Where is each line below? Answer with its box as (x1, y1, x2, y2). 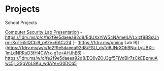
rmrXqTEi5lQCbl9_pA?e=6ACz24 (5, 39, 72, 45)
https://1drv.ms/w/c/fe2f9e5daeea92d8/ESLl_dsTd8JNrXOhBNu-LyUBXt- (6, 45, 155, 50)
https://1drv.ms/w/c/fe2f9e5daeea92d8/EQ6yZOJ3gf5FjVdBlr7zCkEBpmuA (5, 55, 158, 61)
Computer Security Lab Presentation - (5, 29, 83, 35)
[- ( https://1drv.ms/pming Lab (72, 39, 132, 45)
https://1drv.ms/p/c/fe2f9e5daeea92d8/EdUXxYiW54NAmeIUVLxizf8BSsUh (5, 34, 159, 40)
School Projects (5, 20, 37, 25)
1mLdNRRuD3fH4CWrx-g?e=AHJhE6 (5, 50, 80, 56)
